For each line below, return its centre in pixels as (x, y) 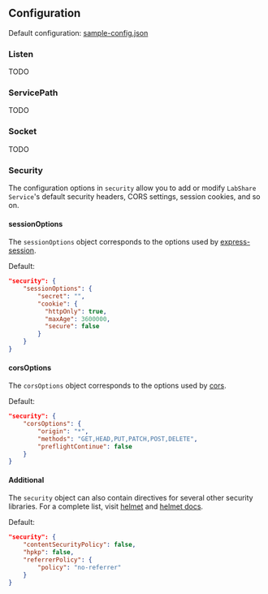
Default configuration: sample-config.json (78, 33)
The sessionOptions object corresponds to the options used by (114, 242)
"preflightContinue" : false (85, 446)
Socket (23, 132)
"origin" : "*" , (63, 431)
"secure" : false (72, 327)
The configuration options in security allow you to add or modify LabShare (132, 188)
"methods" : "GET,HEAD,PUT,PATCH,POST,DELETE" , (118, 439)
